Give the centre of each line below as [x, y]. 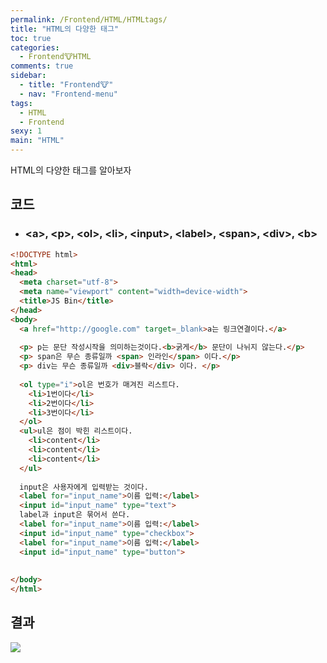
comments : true [42, 66]
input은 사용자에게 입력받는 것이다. [84, 487]
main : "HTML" [37, 141]
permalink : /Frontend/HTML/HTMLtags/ [89, 19]
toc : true [31, 38]
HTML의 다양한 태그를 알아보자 [71, 170]
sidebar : [28, 76]
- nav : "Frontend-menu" [68, 94]
